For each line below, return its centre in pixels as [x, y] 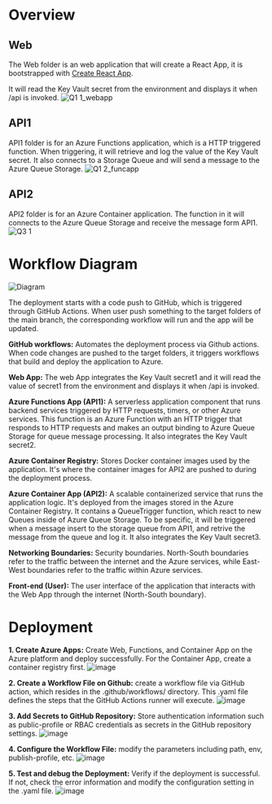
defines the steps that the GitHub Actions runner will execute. [112, 700]
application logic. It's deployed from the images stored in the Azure [121, 502]
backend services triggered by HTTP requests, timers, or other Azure [125, 410]
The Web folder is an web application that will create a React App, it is [125, 64]
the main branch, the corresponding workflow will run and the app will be [131, 320]
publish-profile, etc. [42, 758]
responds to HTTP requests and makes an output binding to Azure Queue [132, 427]
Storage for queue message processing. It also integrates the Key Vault [128, 436]
